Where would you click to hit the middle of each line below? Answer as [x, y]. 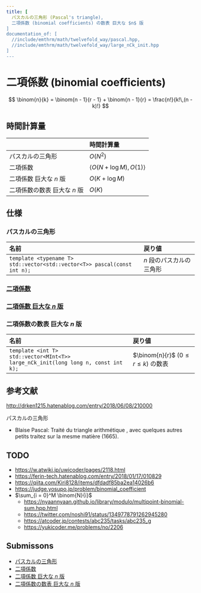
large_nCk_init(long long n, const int [66, 363]
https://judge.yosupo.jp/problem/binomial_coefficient [80, 489]
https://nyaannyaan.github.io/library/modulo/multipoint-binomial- [104, 501]
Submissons [30, 546]
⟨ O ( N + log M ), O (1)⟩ [118, 167]
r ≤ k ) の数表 [150, 364]
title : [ [17, 12]
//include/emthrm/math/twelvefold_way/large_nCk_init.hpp [86, 46]
